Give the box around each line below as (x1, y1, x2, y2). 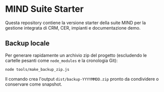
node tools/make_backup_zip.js (5, 67, 70, 72)
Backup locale (5, 39, 50, 48)
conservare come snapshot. (5, 81, 63, 87)
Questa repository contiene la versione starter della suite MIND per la (5, 20, 146, 26)
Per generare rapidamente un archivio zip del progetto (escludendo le (5, 52, 147, 58)
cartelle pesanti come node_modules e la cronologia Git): (5, 58, 118, 63)
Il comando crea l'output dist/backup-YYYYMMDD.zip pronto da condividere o (5, 76, 159, 82)
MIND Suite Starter (5, 3, 84, 15)
